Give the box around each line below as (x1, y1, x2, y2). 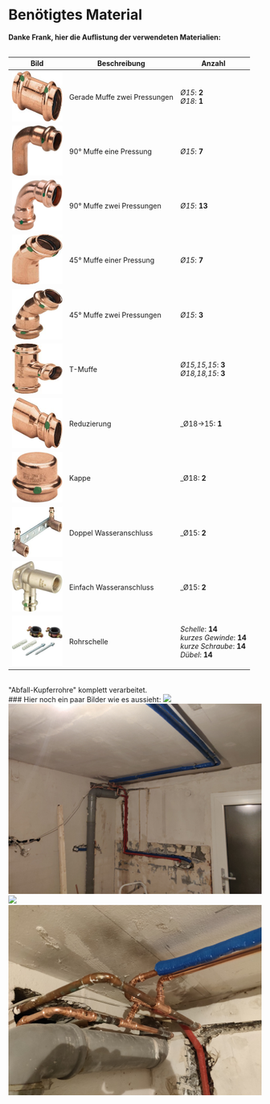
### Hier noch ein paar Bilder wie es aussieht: (8, 694, 162, 704)
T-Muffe (69, 364, 98, 374)
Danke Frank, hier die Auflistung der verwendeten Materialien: (8, 32, 221, 42)
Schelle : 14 (180, 624, 219, 634)
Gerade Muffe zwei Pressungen (69, 92, 174, 101)
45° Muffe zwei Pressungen (69, 310, 162, 320)
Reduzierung (69, 419, 112, 428)
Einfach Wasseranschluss (69, 582, 154, 592)
